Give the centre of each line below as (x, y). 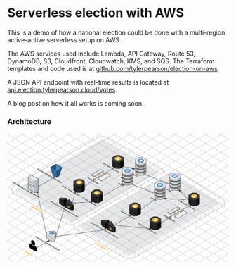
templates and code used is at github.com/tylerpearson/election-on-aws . (113, 68)
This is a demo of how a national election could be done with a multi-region (116, 32)
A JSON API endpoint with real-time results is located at (88, 82)
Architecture (29, 121)
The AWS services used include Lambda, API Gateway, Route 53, (101, 54)
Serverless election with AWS (96, 13)
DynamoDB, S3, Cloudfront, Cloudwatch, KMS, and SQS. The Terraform (111, 61)
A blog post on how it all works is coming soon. (76, 103)
